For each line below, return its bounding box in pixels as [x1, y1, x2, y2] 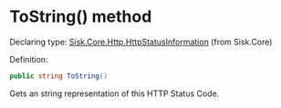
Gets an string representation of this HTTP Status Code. [9, 88, 220, 99]
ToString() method [9, 6, 152, 27]
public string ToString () [9, 71, 108, 81]
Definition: [9, 54, 48, 64]
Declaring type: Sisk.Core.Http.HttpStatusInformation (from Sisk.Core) [9, 36, 273, 47]
